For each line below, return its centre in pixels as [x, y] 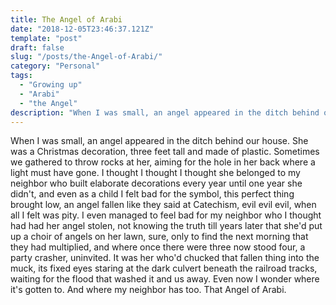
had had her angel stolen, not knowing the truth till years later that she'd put [166, 226]
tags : [21, 76]
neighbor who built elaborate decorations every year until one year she [156, 183]
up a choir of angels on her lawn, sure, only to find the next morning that [159, 237]
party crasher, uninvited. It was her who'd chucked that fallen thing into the [165, 258]
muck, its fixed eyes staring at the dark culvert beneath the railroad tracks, [164, 268]
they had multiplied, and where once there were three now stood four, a [158, 247]
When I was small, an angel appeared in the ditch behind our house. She [159, 141]
